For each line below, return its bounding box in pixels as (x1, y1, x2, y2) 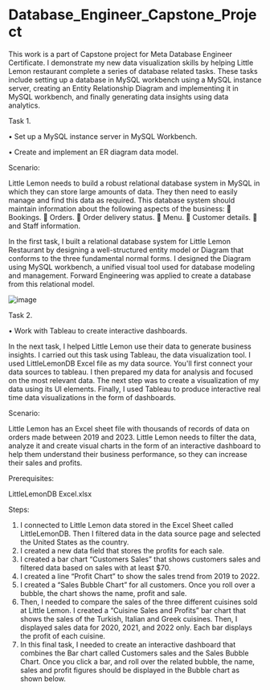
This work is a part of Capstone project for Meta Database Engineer (8, 49, 233, 59)
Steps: (8, 504, 30, 514)
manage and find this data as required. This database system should (8, 195, 235, 205)
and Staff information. (8, 221, 81, 231)
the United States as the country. (19, 537, 129, 547)
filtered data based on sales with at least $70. (19, 562, 171, 572)
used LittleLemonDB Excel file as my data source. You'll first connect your (8, 358, 253, 368)
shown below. (19, 673, 66, 684)
